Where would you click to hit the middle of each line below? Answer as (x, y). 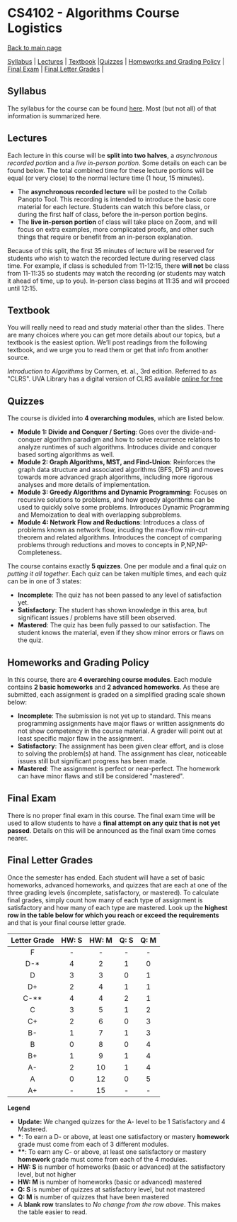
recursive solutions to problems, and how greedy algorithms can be (116, 500)
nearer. (18, 838)
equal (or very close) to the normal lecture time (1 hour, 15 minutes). (106, 178)
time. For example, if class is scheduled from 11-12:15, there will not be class (118, 265)
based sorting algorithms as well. (66, 454)
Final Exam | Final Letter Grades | (56, 69)
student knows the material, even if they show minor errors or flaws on (121, 633)
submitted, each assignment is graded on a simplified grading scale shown (116, 695)
